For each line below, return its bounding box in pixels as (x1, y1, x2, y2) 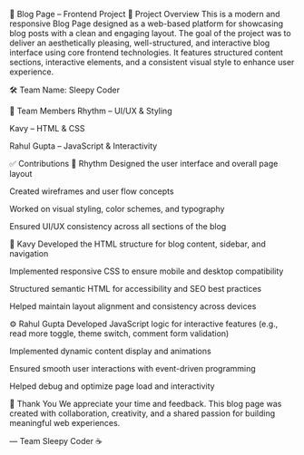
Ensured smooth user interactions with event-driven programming (9, 363, 256, 373)
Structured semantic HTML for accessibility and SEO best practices (9, 284, 261, 294)
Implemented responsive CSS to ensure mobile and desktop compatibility (9, 266, 284, 276)
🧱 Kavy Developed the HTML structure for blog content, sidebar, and (9, 238, 266, 249)
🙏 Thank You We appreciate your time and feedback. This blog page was (9, 399, 282, 409)
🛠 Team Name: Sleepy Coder (9, 84, 121, 95)
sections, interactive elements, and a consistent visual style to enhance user (9, 57, 295, 67)
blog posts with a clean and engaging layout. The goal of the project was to (9, 28, 292, 38)
